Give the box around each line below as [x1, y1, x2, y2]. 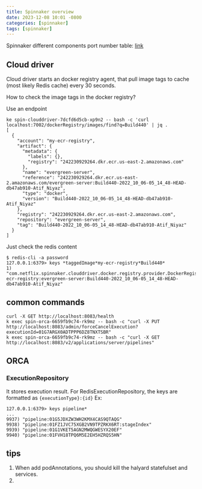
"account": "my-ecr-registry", [17, 138, 96, 144]
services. [14, 470, 38, 478]
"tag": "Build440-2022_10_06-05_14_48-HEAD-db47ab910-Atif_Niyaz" [17, 222, 187, 229]
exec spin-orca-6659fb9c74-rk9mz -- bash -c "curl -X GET [11, 334, 161, 340]
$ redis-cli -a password [6, 255, 69, 261]
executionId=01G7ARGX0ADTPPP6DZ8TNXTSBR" [6, 329, 112, 335]
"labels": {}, [28, 154, 63, 160]
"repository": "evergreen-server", [17, 217, 106, 223]
